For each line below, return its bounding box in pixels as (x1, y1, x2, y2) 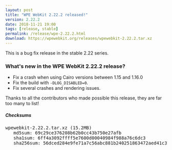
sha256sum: (13, 140, 41, 146)
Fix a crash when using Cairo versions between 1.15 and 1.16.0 (12, 74, 143, 81)
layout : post (5, 7, 33, 13)
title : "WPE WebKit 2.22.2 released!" (5, 12, 88, 17)
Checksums (5, 112, 32, 118)
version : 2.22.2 (5, 17, 40, 22)
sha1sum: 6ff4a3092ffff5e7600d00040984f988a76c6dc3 (13, 135, 146, 141)
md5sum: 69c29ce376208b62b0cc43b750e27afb (13, 130, 122, 136)
